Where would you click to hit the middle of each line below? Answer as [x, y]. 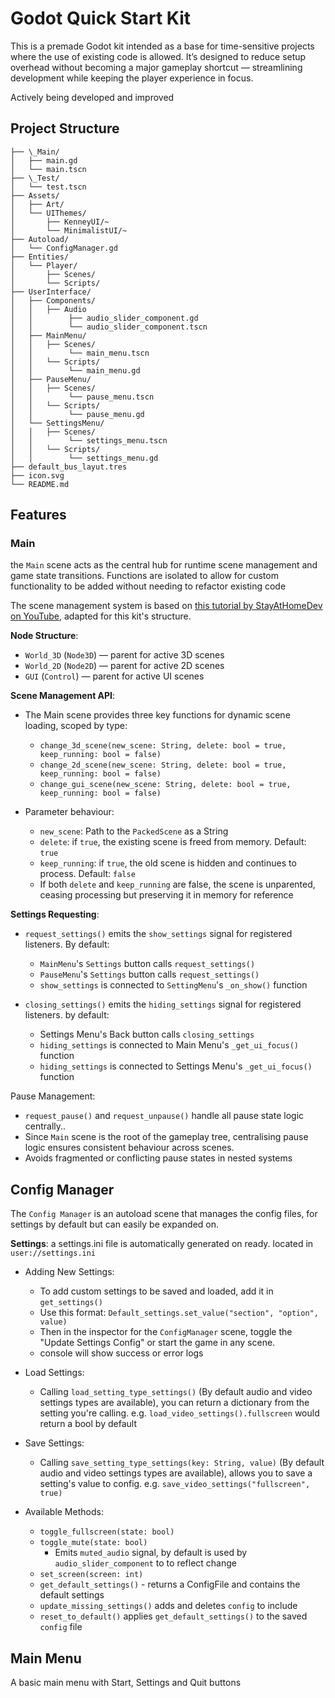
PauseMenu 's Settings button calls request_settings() [149, 974]
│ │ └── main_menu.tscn [80, 353]
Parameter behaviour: [69, 812]
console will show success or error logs [121, 1353]
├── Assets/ [35, 195]
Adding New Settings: [69, 1272]
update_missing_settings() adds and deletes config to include [168, 1606]
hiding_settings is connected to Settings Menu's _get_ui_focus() [176, 1066]
